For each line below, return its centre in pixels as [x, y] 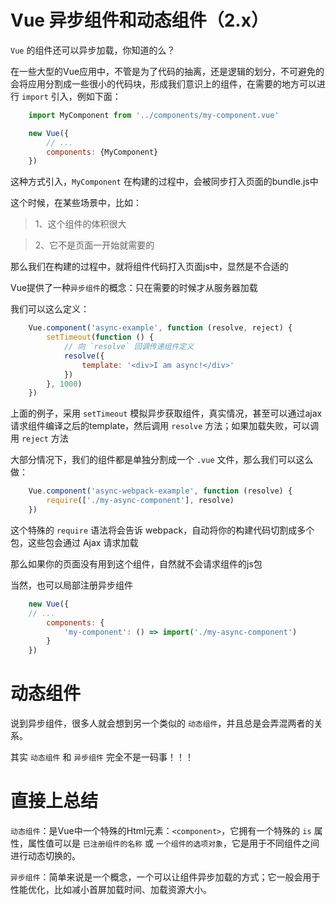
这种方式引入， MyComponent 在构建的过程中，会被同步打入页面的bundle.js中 [164, 182]
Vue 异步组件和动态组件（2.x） [139, 20]
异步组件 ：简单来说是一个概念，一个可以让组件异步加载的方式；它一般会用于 [165, 877]
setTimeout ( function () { [100, 337]
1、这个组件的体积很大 [80, 224]
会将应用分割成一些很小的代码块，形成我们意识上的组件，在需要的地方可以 [163, 83]
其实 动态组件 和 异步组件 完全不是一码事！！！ [102, 757]
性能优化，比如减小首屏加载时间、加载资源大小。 [111, 890]
